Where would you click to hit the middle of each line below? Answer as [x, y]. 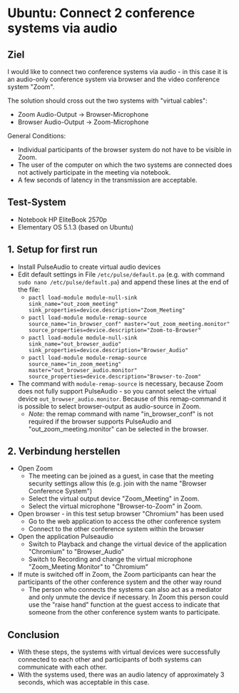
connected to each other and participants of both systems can [110, 659]
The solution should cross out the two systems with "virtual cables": [108, 101]
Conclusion [34, 635]
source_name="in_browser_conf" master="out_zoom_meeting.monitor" [129, 324]
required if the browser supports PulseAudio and [100, 421]
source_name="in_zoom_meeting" [75, 364]
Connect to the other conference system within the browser [116, 529]
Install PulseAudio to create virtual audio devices [89, 267]
